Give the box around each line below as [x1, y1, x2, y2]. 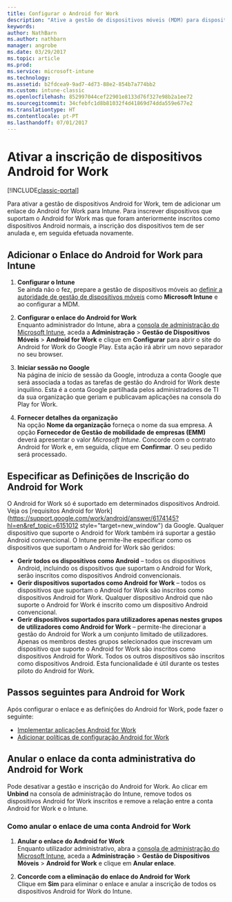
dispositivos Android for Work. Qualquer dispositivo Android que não [17, 594, 213, 602]
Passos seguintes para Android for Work [7, 687, 185, 698]
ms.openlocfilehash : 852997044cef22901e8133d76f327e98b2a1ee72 [7, 94, 193, 101]
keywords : [7, 23, 36, 30]
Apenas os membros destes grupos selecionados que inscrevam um [17, 638, 213, 646]
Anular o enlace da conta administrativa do [7, 753, 196, 765]
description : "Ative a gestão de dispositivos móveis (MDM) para [7, 17, 199, 23]
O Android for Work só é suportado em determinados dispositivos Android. [7, 500, 220, 508]
